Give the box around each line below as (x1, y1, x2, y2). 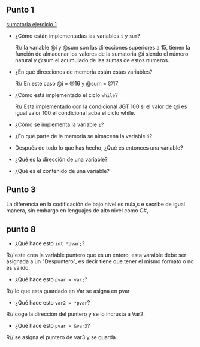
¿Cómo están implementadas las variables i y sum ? (14, 32, 141, 39)
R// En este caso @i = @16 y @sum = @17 (14, 80, 119, 87)
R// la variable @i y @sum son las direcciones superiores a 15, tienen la (14, 44, 190, 51)
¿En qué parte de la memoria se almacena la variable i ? (14, 132, 153, 139)
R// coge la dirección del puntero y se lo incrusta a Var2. (6, 311, 146, 318)
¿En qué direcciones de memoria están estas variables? (14, 68, 153, 75)
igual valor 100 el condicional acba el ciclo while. (14, 109, 136, 116)
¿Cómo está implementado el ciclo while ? (14, 91, 118, 98)
